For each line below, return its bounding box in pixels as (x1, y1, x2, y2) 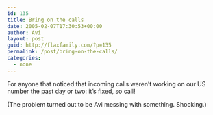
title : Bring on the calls (7, 16, 84, 23)
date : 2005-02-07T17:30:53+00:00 (7, 23, 103, 29)
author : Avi (7, 29, 41, 36)
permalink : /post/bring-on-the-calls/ (7, 49, 118, 55)
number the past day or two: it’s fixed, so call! (7, 87, 136, 95)
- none (13, 61, 32, 68)
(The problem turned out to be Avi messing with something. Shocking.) (7, 100, 207, 108)
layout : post (7, 36, 45, 42)
